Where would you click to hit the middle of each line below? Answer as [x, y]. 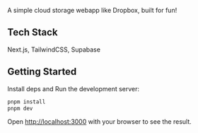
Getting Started [42, 72]
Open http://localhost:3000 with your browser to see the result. [100, 122]
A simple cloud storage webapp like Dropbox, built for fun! [92, 10]
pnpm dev [20, 108]
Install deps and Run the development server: [74, 88]
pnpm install [27, 102]
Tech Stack [33, 32]
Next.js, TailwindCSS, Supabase [54, 50]
